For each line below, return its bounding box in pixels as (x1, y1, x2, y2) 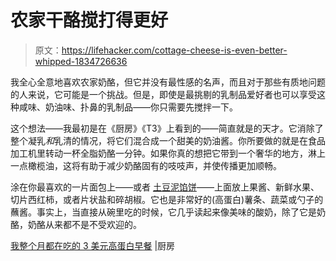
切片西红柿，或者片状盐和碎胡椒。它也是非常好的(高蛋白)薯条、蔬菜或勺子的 (10, 193, 324, 205)
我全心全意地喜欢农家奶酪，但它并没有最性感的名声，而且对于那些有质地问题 (10, 76, 326, 88)
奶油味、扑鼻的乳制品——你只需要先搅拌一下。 (44, 101, 238, 113)
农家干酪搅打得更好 (10, 9, 169, 32)
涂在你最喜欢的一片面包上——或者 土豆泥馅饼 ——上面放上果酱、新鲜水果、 (10, 181, 320, 193)
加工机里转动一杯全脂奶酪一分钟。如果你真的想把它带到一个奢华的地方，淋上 (10, 147, 326, 159)
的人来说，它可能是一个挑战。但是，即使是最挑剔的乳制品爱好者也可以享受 (10, 88, 317, 100)
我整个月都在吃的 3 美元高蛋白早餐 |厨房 (10, 239, 176, 251)
